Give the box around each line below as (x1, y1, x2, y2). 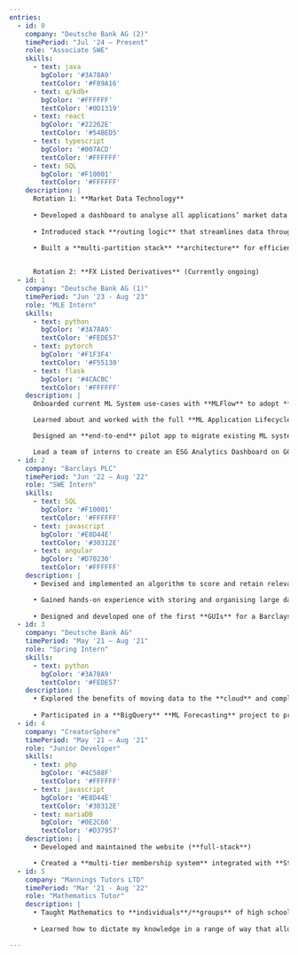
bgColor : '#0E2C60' (41, 818, 114, 827)
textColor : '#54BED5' (41, 129, 122, 137)
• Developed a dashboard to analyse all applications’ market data (32, 210, 288, 220)
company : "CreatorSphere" (25, 727, 122, 736)
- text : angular (32, 546, 93, 555)
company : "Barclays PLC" (25, 464, 117, 473)
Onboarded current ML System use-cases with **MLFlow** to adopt (32, 400, 279, 409)
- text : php (32, 760, 77, 770)
